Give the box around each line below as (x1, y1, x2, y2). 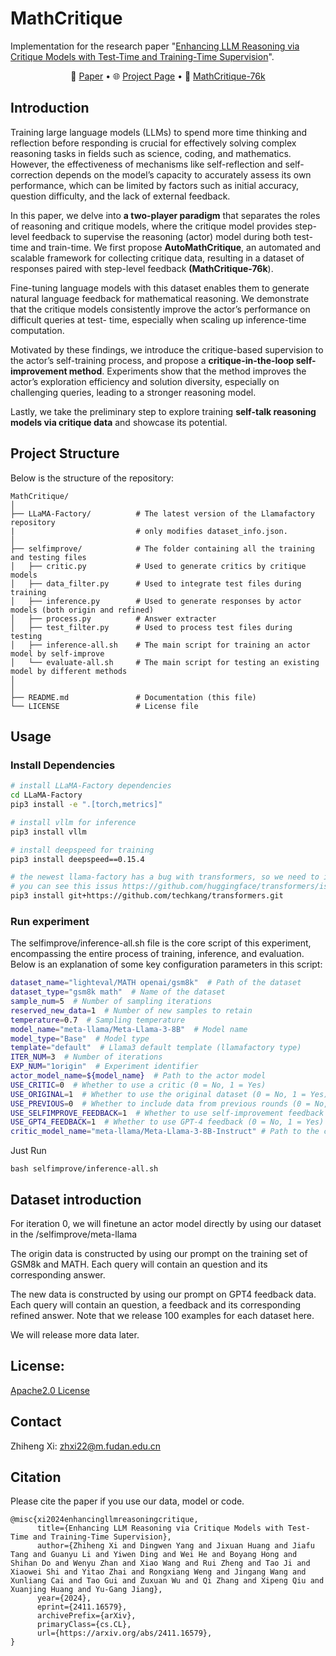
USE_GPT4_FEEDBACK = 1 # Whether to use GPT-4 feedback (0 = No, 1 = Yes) (10, 1117, 325, 1127)
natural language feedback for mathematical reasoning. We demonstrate (10, 292, 310, 304)
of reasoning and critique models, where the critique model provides (10, 220, 293, 232)
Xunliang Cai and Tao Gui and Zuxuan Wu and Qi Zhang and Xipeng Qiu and (10, 1576, 325, 1586)
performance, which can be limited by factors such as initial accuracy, (10, 179, 300, 191)
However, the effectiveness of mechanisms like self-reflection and (10, 158, 283, 170)
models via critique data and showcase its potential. (10, 416, 228, 428)
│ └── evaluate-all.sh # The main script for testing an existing (10, 657, 320, 667)
